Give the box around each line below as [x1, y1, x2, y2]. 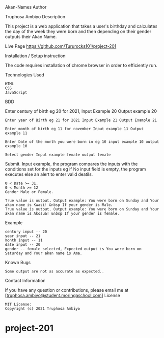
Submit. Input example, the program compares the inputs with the [5, 161, 138, 167]
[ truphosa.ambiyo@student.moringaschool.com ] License [5, 293, 120, 298]
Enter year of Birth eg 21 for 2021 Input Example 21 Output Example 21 [5, 118, 157, 123]
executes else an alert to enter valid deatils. [5, 171, 93, 177]
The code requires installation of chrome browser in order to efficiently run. [5, 63, 158, 68]
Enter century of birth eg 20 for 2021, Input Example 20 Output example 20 [5, 108, 157, 114]
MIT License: [5, 302, 32, 307]
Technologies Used [5, 72, 44, 78]
